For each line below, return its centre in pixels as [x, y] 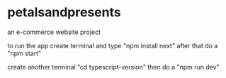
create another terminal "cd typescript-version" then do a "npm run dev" [113, 67]
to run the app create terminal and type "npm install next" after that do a [113, 45]
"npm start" [24, 53]
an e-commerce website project [54, 32]
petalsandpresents [64, 12]
